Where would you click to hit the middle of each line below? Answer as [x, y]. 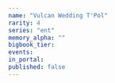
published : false [37, 67]
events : [21, 52]
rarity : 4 [25, 23]
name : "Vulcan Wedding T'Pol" [58, 15]
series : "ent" [32, 30]
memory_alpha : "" [37, 38]
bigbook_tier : [32, 45]
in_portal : [26, 60]
